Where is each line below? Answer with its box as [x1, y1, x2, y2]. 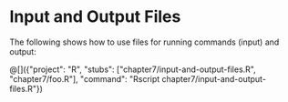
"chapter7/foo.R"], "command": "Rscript [9, 73, 160, 84]
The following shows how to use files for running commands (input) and [9, 36, 280, 47]
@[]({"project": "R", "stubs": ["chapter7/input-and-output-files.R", [9, 64, 257, 75]
